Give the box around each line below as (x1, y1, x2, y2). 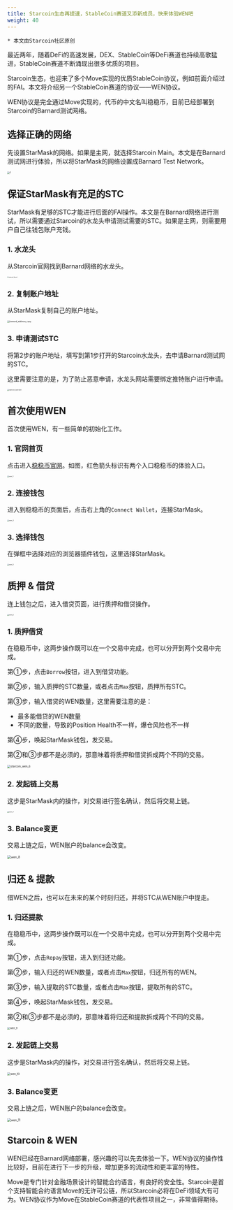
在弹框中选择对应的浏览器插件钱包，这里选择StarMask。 (7, 549, 170, 558)
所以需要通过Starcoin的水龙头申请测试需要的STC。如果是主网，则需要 (19, 217, 221, 225)
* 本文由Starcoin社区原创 (7, 37, 75, 44)
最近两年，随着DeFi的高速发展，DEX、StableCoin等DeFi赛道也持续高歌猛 (7, 50, 218, 59)
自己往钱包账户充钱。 (13, 225, 75, 234)
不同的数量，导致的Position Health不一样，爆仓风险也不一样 (17, 721, 190, 729)
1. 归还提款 (7, 912, 43, 922)
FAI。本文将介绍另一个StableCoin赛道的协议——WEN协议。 (13, 82, 185, 91)
